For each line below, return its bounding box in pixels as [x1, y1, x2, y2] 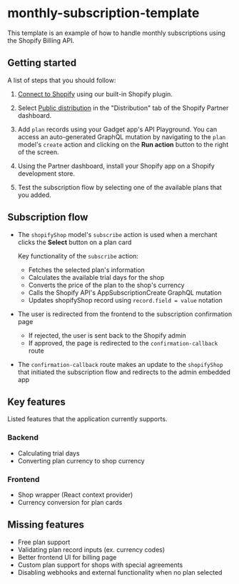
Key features [7, 396, 66, 408]
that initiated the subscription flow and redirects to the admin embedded [17, 368, 230, 376]
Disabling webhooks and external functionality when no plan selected [17, 568, 223, 576]
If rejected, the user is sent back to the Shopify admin [28, 331, 187, 340]
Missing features [7, 519, 84, 531]
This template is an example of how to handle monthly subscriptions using [7, 29, 226, 37]
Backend [7, 433, 39, 443]
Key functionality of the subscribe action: [17, 251, 139, 260]
